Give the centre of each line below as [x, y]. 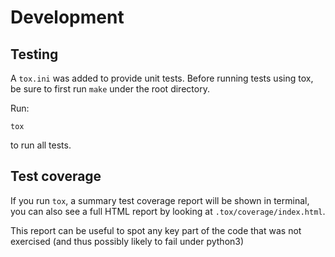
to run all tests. [41, 145]
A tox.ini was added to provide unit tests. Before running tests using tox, [162, 78]
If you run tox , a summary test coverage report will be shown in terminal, [160, 200]
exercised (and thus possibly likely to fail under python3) [127, 241]
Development [67, 17]
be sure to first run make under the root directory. [110, 89]
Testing [34, 54]
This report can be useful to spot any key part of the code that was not [156, 230]
